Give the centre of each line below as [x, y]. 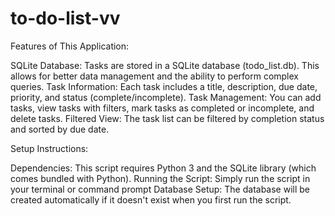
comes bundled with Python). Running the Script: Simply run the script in [160, 178]
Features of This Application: [70, 46]
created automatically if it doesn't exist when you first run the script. [151, 199]
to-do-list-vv [65, 18]
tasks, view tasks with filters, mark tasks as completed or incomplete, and [162, 108]
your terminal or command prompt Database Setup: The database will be [160, 189]
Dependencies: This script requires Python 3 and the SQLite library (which [163, 168]
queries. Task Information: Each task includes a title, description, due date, [164, 86]
